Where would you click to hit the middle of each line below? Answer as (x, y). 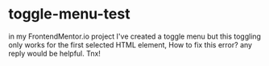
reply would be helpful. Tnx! (54, 53)
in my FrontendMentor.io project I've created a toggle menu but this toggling (135, 36)
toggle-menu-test (69, 14)
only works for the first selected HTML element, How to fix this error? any (130, 44)
